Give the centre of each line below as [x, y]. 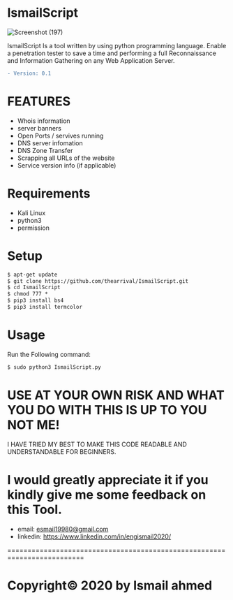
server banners [39, 128]
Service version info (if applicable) [67, 165]
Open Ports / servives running [60, 136]
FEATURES [39, 101]
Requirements [49, 193]
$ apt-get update [32, 275]
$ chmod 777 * [28, 294]
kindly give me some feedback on [107, 495]
